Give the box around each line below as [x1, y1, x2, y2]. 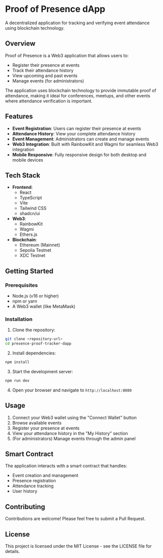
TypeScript [19, 195, 42, 201]
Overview [5, 40, 36, 48]
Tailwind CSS [19, 205, 47, 211]
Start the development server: [12, 368, 73, 374]
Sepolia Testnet [19, 247, 52, 253]
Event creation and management [12, 472, 79, 478]
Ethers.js [19, 231, 38, 238]
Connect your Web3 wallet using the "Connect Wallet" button [12, 414, 137, 421]
